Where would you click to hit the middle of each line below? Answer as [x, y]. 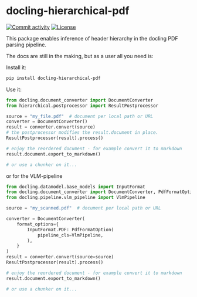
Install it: [16, 67]
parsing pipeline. [26, 45]
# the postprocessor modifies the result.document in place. [82, 133]
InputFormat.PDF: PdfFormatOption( [71, 230]
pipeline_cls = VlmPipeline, [70, 235]
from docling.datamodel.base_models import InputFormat [76, 187]
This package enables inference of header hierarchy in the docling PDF [92, 38]
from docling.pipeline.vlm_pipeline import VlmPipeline [76, 198]
